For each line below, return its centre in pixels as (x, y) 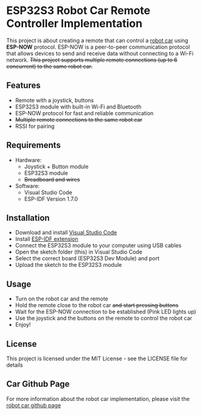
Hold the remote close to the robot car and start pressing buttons (97, 305)
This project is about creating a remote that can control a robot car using (97, 40)
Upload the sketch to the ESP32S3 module (68, 265)
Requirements (33, 145)
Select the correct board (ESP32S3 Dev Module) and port (87, 258)
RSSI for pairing (35, 126)
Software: (27, 186)
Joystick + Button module (56, 166)
